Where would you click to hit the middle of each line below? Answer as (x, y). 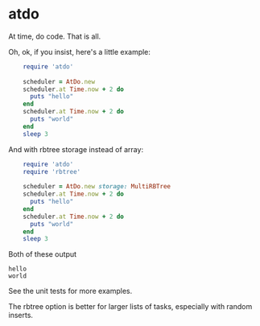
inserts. (21, 316)
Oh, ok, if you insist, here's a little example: (80, 52)
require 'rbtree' (52, 171)
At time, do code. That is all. (55, 36)
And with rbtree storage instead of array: (76, 149)
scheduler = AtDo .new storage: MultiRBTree (97, 187)
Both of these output (43, 254)
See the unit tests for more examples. (70, 291)
